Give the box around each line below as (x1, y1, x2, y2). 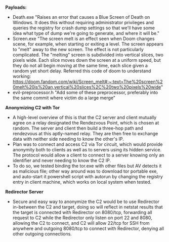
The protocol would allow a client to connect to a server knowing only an (12, 152, 164, 158)
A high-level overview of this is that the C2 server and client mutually (12, 114, 157, 120)
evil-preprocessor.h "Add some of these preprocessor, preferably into (12, 90, 158, 95)
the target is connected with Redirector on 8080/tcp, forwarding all (12, 210, 153, 215)
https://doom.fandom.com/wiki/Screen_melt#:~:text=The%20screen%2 (12, 78, 163, 85)
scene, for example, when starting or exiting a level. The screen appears (12, 41, 163, 47)
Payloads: (5, 5, 27, 10)
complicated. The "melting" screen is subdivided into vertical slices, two (12, 52, 163, 58)
